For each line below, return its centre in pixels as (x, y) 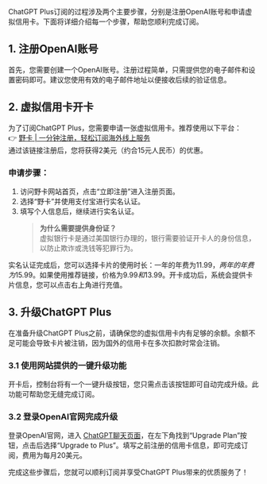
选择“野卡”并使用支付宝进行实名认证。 (82, 201)
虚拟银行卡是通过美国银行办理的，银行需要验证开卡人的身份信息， (147, 238)
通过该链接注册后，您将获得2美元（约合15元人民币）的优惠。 (108, 150)
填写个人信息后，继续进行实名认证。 (79, 211)
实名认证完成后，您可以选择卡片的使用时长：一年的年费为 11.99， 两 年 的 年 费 (131, 265)
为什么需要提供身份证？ (78, 228)
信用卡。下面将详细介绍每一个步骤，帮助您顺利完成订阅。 (109, 21)
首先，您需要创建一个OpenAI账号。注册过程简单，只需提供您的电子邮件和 (128, 69)
